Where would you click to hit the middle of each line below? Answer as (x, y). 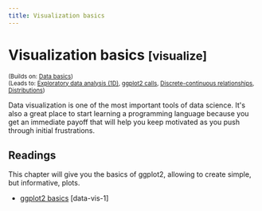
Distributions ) (27, 90)
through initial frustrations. (52, 130)
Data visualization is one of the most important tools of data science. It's (127, 105)
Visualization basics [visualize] (108, 55)
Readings (32, 155)
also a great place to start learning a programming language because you (129, 113)
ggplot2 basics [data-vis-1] (64, 198)
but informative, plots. (44, 183)
